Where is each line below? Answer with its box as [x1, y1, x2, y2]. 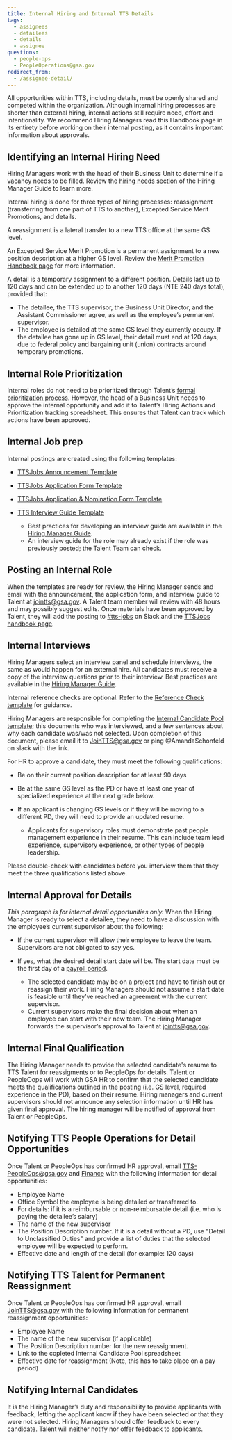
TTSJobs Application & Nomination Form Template [17, 494, 163, 503]
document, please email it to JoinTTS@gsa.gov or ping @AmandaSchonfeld [7, 736, 224, 745]
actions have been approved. [7, 416, 91, 424]
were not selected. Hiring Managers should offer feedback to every [7, 1417, 200, 1425]
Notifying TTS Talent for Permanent [7, 1270, 165, 1281]
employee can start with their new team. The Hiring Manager [27, 1014, 202, 1023]
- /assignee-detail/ [13, 74, 73, 82]
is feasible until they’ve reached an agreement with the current [27, 992, 207, 1001]
